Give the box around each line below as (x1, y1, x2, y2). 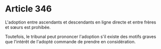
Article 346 (5, 3, 52, 14)
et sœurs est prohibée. (5, 24, 51, 30)
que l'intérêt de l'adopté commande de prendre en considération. (5, 38, 136, 44)
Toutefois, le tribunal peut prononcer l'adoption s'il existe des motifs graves (5, 34, 157, 39)
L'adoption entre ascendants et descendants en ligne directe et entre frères (5, 19, 157, 25)
